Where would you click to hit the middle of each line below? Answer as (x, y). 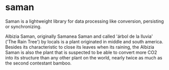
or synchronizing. (23, 26)
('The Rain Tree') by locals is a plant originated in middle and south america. (84, 41)
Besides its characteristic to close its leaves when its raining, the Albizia (80, 47)
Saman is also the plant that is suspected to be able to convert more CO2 (81, 52)
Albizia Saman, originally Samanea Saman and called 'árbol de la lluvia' (79, 36)
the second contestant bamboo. (38, 63)
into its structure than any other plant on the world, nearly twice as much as (84, 57)
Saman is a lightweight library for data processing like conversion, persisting (84, 21)
